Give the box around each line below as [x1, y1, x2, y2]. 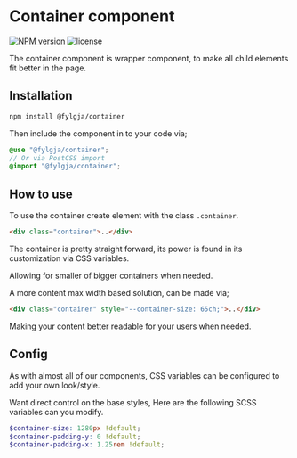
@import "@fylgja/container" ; [9, 162, 122, 171]
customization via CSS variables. [9, 252, 130, 264]
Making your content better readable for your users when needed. [9, 321, 252, 331]
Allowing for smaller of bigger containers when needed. [9, 270, 213, 281]
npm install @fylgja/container [9, 111, 125, 121]
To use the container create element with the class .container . [9, 210, 239, 221]
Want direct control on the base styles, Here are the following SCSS [9, 397, 257, 407]
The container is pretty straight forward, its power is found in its [9, 243, 243, 254]
